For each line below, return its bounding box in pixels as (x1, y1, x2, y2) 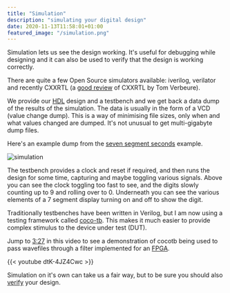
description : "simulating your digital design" (7, 17, 147, 23)
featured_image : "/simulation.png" (7, 29, 110, 37)
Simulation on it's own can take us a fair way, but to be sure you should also (7, 271, 223, 279)
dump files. (7, 126, 39, 134)
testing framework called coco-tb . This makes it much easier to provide (7, 216, 211, 225)
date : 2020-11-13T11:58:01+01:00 (7, 23, 104, 30)
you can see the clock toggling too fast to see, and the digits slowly (7, 181, 199, 190)
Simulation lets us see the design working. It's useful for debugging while (7, 48, 216, 57)
